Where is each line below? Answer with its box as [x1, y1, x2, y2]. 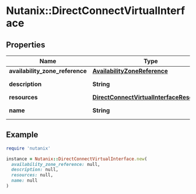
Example [6, 130, 38, 140]
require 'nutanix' [6, 145, 51, 151]
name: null [11, 178, 38, 183]
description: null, [11, 167, 59, 173]
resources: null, [11, 172, 54, 178]
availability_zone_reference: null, [11, 161, 100, 167]
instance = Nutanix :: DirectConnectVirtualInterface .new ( [6, 156, 148, 162]
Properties [6, 40, 45, 50]
